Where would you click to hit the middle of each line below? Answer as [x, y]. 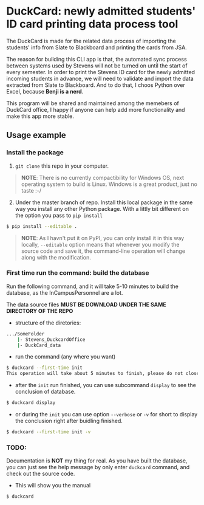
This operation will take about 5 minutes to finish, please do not [95, 374]
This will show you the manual [53, 486]
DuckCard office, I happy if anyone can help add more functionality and [96, 109]
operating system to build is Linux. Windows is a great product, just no [109, 184]
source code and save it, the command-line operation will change [103, 251]
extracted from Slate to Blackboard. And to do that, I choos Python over [96, 85]
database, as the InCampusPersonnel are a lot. [65, 292]
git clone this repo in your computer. [62, 166]
